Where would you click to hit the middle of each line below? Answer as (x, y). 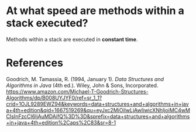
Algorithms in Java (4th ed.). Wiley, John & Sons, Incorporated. (82, 85)
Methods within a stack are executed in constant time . (72, 39)
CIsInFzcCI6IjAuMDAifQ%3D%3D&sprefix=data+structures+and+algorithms (98, 116)
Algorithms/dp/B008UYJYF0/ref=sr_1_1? (54, 98)
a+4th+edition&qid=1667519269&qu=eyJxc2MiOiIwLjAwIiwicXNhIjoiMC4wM (98, 110)
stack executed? (47, 23)
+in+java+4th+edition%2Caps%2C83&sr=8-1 (61, 122)
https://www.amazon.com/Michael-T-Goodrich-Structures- (77, 91)
